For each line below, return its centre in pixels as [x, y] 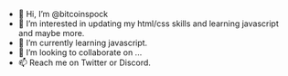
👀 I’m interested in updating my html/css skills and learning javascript [148, 24]
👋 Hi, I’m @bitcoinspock [63, 14]
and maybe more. [51, 33]
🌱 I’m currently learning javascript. [83, 43]
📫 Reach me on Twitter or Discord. [84, 62]
